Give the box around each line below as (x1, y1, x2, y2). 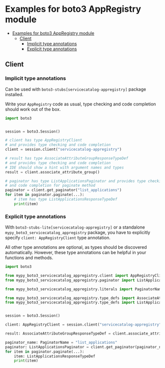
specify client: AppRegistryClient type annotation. (5, 235, 110, 241)
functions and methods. (5, 255, 54, 261)
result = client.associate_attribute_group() (5, 169, 100, 174)
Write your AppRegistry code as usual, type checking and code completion (5, 101, 156, 107)
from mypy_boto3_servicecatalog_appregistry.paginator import (5, 277, 135, 283)
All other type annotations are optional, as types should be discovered (5, 244, 147, 250)
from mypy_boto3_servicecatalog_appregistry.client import (5, 273, 129, 278)
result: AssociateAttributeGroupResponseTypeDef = (5, 331, 111, 336)
